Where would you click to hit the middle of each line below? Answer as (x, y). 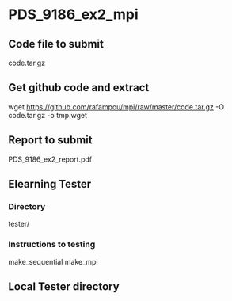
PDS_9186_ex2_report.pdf (50, 159)
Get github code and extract (79, 88)
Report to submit (50, 140)
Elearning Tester (50, 184)
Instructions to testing (52, 245)
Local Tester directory (64, 286)
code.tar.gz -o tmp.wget (48, 115)
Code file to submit (56, 44)
